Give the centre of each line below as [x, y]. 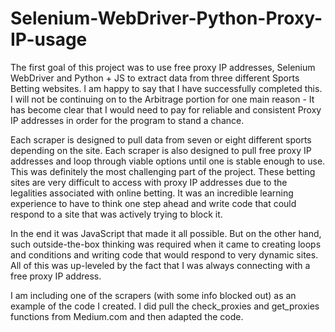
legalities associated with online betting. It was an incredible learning [152, 193]
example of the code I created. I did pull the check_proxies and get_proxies [165, 306]
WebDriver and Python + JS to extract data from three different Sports [155, 78]
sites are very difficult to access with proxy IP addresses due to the [149, 182]
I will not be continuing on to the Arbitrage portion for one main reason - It [162, 99]
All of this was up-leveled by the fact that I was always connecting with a [160, 265]
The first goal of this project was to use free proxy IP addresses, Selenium [163, 67]
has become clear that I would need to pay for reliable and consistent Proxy [166, 109]
